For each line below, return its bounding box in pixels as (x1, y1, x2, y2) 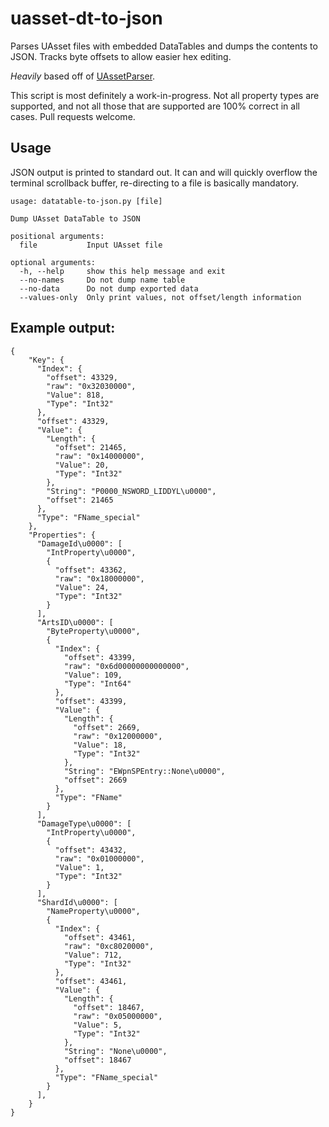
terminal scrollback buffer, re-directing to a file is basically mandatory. (10, 177, 300, 189)
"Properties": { (28, 530, 97, 540)
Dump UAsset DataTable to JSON (10, 213, 141, 224)
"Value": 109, (63, 670, 123, 680)
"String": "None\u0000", (63, 1046, 168, 1056)
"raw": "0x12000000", (73, 731, 163, 741)
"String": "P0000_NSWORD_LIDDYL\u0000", (46, 486, 217, 496)
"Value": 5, (73, 1020, 123, 1030)
